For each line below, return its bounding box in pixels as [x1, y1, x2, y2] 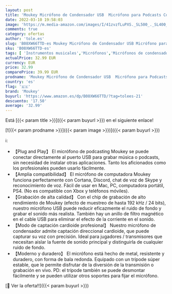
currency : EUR [5, 60, 36, 65]
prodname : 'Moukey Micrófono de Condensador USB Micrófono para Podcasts [5, 75, 168, 80]
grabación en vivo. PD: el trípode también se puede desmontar [12, 267, 145, 273]
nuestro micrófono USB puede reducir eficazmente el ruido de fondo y [12, 205, 162, 211]
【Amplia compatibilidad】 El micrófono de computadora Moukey [12, 171, 151, 177]
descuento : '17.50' [5, 98, 47, 103]
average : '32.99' [5, 103, 42, 108]
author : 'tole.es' [5, 36, 45, 42]
